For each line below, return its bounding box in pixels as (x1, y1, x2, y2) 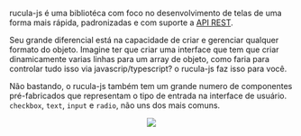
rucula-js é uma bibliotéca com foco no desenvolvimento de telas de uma (9, 8, 282, 18)
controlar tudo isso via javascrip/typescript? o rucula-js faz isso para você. (9, 63, 287, 74)
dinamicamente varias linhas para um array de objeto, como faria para (9, 54, 270, 64)
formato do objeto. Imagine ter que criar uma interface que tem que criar (9, 44, 279, 55)
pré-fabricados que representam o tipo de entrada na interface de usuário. (9, 90, 287, 101)
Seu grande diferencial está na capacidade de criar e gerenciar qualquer (9, 35, 279, 45)
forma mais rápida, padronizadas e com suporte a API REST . (9, 17, 234, 28)
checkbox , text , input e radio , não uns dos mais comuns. (9, 100, 221, 111)
